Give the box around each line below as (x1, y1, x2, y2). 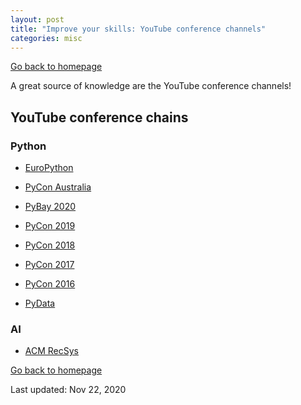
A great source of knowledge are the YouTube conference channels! (10, 80, 292, 92)
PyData (24, 297, 56, 310)
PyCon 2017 (24, 259, 75, 271)
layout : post (10, 14, 65, 25)
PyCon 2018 (24, 239, 76, 251)
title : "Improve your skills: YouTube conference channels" (10, 24, 267, 34)
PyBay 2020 (24, 201, 77, 213)
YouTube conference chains (10, 109, 189, 126)
